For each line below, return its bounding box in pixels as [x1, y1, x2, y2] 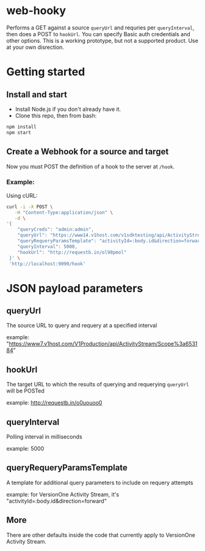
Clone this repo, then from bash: [15, 111, 97, 119]
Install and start [6, 89, 67, 100]
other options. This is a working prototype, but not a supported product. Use [6, 37, 198, 44]
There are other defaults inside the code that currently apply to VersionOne [6, 531, 195, 539]
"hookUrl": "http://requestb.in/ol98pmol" [17, 249, 127, 255]
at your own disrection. [6, 43, 64, 51]
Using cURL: [6, 192, 38, 199]
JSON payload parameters [6, 281, 143, 295]
